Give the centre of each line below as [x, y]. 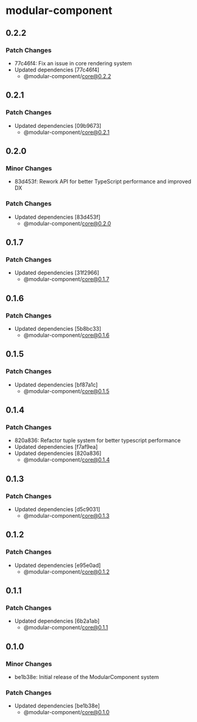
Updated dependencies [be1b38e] [57, 706]
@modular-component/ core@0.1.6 [66, 335]
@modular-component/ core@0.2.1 [66, 132]
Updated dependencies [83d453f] [57, 217]
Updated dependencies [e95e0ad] [58, 565]
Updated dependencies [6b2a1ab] [57, 621]
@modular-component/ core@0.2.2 [67, 76]
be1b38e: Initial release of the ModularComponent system [87, 677]
